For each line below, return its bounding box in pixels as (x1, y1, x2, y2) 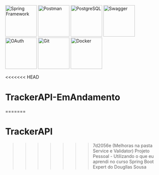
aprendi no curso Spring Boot (93, 158, 154, 164)
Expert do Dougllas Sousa (93, 163, 147, 170)
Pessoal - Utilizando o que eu (93, 153, 154, 159)
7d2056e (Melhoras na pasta (93, 142, 152, 148)
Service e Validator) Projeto (93, 148, 150, 154)
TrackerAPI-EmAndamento (5, 92, 121, 103)
